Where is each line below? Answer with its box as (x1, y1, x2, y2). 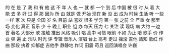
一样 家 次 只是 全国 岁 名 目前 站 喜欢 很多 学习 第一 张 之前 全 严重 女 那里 (5, 17, 160, 23)
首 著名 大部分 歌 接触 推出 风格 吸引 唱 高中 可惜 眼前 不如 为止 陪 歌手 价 (5, 30, 158, 35)
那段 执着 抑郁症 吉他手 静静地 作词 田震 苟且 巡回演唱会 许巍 (11, 42, 137, 48)
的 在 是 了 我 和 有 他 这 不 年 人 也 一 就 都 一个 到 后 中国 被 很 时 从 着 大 (5, 5, 160, 10)
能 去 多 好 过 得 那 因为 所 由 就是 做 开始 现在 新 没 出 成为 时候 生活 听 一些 (5, 11, 164, 17)
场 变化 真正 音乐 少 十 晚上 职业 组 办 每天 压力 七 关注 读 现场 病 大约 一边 (5, 23, 160, 29)
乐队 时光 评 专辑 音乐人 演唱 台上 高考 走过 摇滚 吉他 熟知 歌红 (27, 36, 158, 42)
